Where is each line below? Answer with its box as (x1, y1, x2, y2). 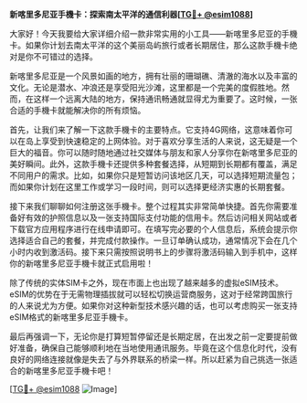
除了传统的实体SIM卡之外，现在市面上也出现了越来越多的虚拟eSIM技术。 (9, 278, 283, 288)
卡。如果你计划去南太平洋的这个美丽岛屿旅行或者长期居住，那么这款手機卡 (9, 40, 290, 50)
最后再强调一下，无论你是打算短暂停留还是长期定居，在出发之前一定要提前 (9, 331, 290, 342)
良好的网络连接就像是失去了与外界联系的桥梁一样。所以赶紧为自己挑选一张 (9, 354, 290, 365)
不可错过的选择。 (33, 51, 98, 62)
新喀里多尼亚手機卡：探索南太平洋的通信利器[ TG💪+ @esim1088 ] (9, 9, 254, 19)
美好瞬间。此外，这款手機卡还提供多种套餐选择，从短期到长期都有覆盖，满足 (9, 159, 298, 169)
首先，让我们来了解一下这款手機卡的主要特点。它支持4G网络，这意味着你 (9, 124, 285, 135)
